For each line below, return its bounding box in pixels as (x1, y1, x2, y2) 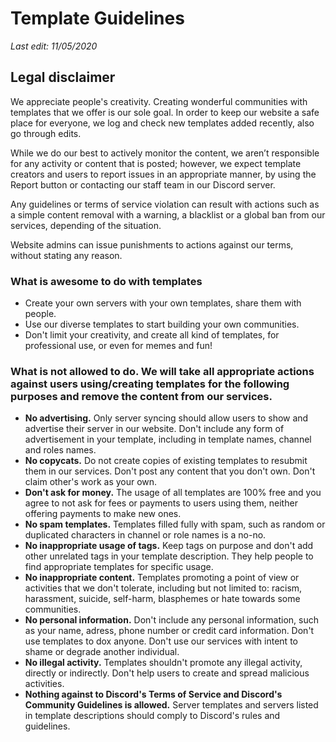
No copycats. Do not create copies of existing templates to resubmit (24, 455, 308, 467)
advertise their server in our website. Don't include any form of (24, 423, 285, 435)
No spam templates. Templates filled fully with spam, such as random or (24, 518, 326, 531)
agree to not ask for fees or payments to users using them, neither (24, 497, 298, 509)
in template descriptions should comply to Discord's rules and (24, 710, 281, 722)
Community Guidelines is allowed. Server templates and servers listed (24, 699, 319, 711)
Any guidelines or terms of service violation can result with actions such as (10, 198, 320, 210)
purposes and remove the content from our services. (10, 389, 273, 403)
